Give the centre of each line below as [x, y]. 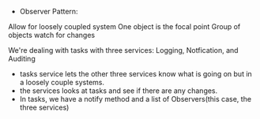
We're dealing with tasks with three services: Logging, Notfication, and [123, 50]
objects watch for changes [52, 35]
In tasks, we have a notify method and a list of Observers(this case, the [135, 99]
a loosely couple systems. [62, 82]
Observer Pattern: [49, 11]
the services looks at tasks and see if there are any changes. [119, 91]
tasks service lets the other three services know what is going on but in [136, 74]
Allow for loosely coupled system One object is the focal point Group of [124, 26]
